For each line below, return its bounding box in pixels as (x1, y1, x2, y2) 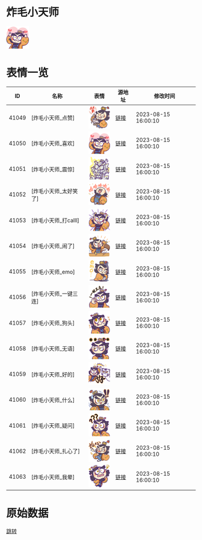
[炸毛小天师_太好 (31, 187, 73, 194)
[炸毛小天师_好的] (31, 370, 75, 378)
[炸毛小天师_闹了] (31, 242, 75, 250)
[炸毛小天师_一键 (31, 290, 73, 297)
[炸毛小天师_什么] (31, 396, 75, 403)
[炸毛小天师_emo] (31, 268, 75, 275)
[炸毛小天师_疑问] (31, 422, 75, 429)
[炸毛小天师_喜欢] (31, 140, 75, 147)
